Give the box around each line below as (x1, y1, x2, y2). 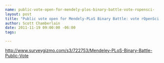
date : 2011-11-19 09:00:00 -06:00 (5, 25, 76, 30)
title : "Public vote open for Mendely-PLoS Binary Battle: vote (5, 16, 139, 21)
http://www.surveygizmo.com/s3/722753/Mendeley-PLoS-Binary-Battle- (5, 47, 153, 53)
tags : (5, 30, 16, 35)
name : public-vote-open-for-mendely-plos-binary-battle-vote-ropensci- (5, 7, 155, 12)
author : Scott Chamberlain (5, 21, 60, 26)
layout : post (5, 12, 32, 17)
